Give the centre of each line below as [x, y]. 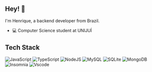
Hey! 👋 [15, 9]
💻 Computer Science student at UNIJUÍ [52, 30]
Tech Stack [22, 47]
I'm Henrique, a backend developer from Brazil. [52, 20]
